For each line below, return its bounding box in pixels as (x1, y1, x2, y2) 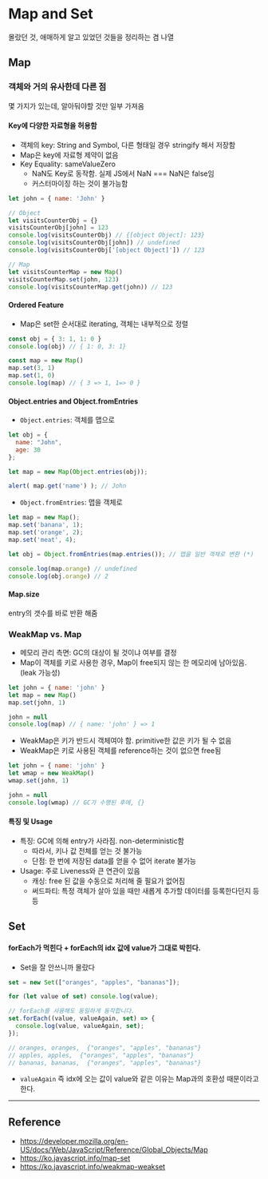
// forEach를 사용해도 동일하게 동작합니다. (8, 1007, 136, 1015)
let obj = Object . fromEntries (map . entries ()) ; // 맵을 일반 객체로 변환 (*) (8, 550, 254, 558)
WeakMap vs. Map (8, 628, 82, 639)
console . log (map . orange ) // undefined (8, 564, 137, 572)
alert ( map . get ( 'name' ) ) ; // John (8, 482, 127, 490)
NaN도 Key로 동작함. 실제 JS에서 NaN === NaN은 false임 (31, 169, 215, 178)
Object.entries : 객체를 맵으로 (19, 415, 116, 424)
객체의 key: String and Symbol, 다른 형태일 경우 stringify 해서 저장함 (19, 140, 236, 149)
